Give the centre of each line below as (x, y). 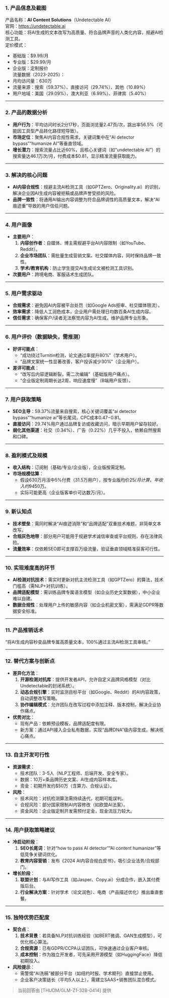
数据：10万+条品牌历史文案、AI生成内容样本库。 (70, 779)
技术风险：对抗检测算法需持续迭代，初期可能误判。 (73, 798)
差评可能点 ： (26, 368)
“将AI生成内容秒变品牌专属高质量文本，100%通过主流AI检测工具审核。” (78, 642)
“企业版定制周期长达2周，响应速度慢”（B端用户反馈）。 (76, 380)
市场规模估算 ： (28, 474)
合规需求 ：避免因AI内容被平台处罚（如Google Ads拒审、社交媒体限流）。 (87, 305)
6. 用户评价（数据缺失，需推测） (45, 337)
